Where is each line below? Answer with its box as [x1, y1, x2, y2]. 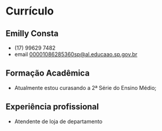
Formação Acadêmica [5, 68, 90, 78]
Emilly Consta [5, 28, 59, 39]
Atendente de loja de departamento [14, 118, 103, 125]
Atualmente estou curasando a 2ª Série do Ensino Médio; [14, 84, 157, 91]
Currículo [5, 4, 54, 18]
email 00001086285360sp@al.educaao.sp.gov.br [14, 51, 138, 58]
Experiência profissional [5, 101, 99, 112]
